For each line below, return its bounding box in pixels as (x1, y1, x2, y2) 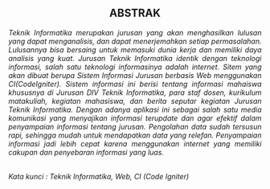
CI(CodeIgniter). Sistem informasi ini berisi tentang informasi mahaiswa (8, 79, 262, 88)
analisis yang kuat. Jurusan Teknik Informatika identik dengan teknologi (8, 53, 262, 63)
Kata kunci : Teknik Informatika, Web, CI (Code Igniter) (8, 171, 190, 181)
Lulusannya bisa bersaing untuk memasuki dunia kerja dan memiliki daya (8, 44, 262, 55)
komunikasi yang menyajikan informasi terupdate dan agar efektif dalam (8, 113, 262, 123)
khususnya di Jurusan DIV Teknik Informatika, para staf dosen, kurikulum (8, 88, 262, 97)
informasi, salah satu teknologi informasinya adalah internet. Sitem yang (8, 62, 262, 72)
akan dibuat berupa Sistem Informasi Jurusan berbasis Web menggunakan (8, 70, 262, 80)
